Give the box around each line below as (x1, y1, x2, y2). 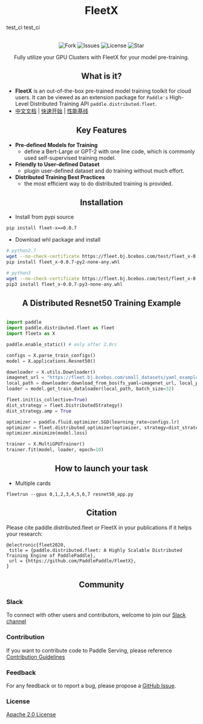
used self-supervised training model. (24, 154, 116, 161)
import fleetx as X (6, 331, 56, 337)
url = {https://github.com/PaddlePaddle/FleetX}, (8, 558, 137, 564)
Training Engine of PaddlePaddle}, (6, 552, 96, 559)
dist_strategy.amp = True (6, 408, 71, 414)
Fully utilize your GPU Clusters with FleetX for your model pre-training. (14, 53, 189, 61)
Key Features (76, 125, 127, 136)
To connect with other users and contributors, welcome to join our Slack (6, 611, 186, 619)
